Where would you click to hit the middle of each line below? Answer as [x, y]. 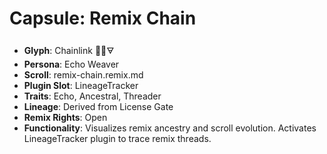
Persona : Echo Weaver [71, 64]
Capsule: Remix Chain [103, 18]
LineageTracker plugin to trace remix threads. [117, 138]
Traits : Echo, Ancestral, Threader [92, 96]
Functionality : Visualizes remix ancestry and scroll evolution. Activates [170, 128]
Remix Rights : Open [65, 117]
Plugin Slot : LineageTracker [81, 85]
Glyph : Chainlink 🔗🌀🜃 [69, 50]
